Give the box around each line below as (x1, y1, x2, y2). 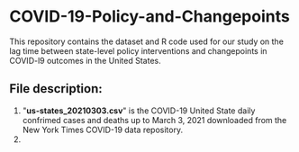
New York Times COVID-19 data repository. (22, 124, 183, 135)
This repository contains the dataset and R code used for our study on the (9, 36, 284, 47)
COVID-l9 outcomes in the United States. (9, 55, 161, 66)
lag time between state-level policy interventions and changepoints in (9, 45, 267, 56)
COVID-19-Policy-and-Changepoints (9, 6, 290, 27)
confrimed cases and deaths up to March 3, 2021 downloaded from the (22, 114, 287, 125)
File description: (9, 81, 103, 96)
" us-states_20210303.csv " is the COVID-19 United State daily (22, 105, 256, 116)
